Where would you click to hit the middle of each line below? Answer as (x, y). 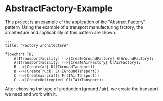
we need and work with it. (31, 94)
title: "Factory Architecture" (37, 45)
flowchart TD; (20, 54)
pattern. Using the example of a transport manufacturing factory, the (74, 27)
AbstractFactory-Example (59, 9)
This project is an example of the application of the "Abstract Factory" (75, 22)
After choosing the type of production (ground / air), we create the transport (82, 89)
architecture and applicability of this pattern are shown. (61, 32)
